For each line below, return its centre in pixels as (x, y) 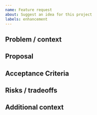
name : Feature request (29, 10)
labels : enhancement (27, 19)
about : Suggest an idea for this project (49, 14)
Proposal (19, 56)
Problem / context (34, 39)
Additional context (34, 107)
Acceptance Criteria (37, 73)
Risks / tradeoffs (31, 90)
